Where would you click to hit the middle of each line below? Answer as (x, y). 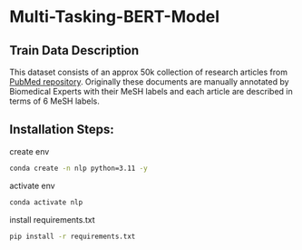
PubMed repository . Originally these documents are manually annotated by (149, 82)
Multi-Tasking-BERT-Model (115, 17)
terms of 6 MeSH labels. (54, 101)
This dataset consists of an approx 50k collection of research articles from (149, 72)
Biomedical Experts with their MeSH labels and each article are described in (151, 91)
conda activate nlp (46, 202)
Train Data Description (74, 50)
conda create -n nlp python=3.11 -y (78, 168)
